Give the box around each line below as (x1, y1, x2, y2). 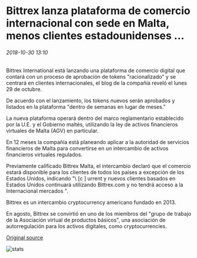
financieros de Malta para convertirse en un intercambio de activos (6, 145, 169, 152)
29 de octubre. (6, 86, 42, 93)
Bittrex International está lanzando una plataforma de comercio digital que (6, 67, 185, 74)
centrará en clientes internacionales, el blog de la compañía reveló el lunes (6, 79, 187, 86)
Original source (6, 234, 44, 242)
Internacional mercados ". (6, 187, 69, 195)
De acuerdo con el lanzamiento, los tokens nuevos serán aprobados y (6, 97, 175, 104)
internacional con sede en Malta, (6, 16, 169, 30)
